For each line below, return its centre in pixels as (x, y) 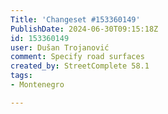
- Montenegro (37, 85)
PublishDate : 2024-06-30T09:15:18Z (84, 29)
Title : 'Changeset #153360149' (75, 19)
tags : (21, 76)
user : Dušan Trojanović (60, 47)
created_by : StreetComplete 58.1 (80, 66)
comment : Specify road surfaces (77, 57)
